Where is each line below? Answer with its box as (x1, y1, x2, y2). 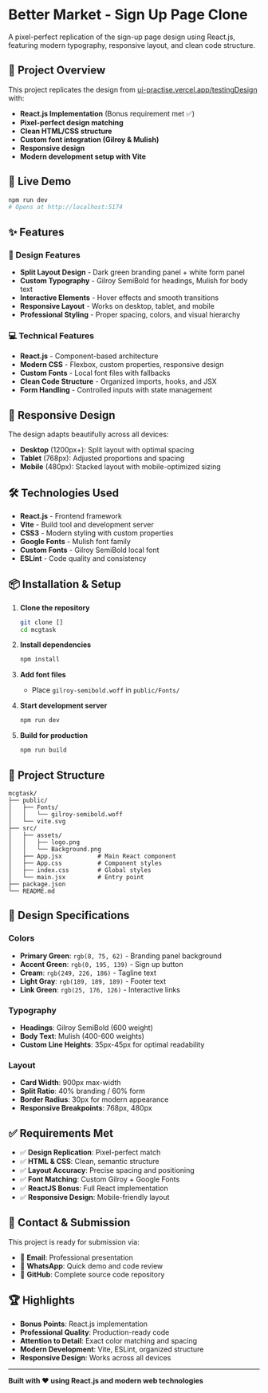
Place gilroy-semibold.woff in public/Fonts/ (31, 685, 180, 695)
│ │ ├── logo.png (8, 838, 81, 846)
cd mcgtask (19, 625, 57, 633)
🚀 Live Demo (8, 175, 72, 188)
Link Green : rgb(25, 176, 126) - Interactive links (19, 985, 181, 994)
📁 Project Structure (8, 768, 105, 782)
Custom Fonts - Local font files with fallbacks (19, 369, 171, 378)
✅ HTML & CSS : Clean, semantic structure (19, 1157, 160, 1166)
